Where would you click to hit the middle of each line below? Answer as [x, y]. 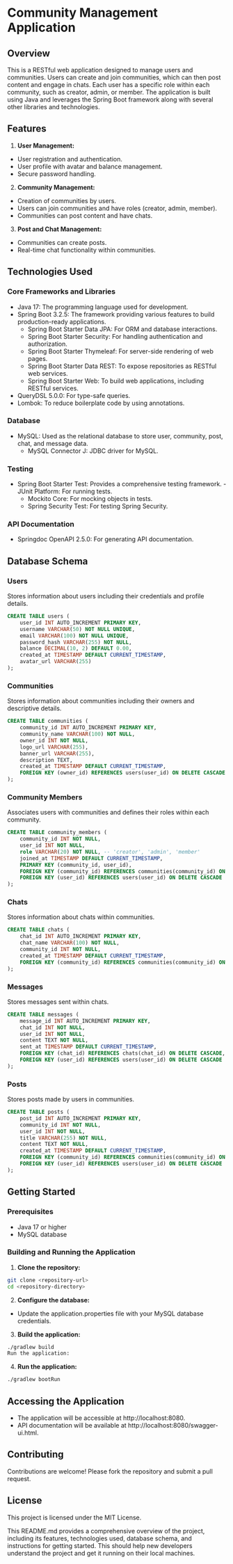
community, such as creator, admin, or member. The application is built [109, 92]
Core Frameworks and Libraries [62, 292]
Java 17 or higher [42, 1227]
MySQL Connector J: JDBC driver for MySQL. [93, 451]
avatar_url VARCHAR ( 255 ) [56, 662]
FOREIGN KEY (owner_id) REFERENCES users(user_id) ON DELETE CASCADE [123, 773]
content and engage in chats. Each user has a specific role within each [109, 85]
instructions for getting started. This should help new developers [100, 1545]
